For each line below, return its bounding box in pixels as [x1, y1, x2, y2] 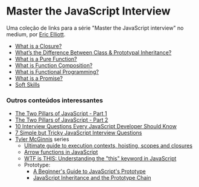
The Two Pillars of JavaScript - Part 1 [14, 110, 107, 117]
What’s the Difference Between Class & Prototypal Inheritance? [14, 48, 172, 56]
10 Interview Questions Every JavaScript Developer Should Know [14, 123, 177, 130]
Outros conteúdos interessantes [6, 96, 104, 104]
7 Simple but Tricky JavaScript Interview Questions [14, 129, 142, 137]
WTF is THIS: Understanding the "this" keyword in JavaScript [24, 155, 177, 162]
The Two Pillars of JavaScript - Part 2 [14, 116, 109, 123]
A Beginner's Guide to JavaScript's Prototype [33, 168, 146, 175]
